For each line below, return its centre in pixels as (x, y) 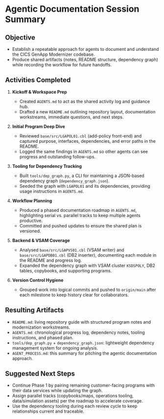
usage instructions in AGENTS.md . (52, 191)
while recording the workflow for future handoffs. (62, 65)
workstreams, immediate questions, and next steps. (71, 117)
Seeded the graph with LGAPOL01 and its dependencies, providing (85, 186)
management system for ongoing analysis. (55, 348)
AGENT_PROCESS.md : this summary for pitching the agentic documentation (84, 353)
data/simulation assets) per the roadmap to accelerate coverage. (77, 401)
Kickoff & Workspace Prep (39, 92)
